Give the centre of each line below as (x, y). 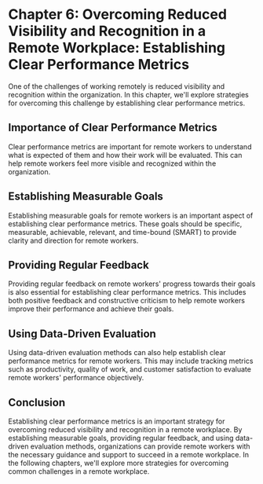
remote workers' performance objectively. (76, 378)
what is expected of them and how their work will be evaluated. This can (125, 155)
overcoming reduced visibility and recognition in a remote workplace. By (125, 429)
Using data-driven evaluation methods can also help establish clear (117, 353)
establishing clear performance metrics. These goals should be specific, (125, 224)
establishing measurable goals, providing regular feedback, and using (121, 438)
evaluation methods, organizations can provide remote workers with (140, 446)
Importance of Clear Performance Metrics (113, 128)
